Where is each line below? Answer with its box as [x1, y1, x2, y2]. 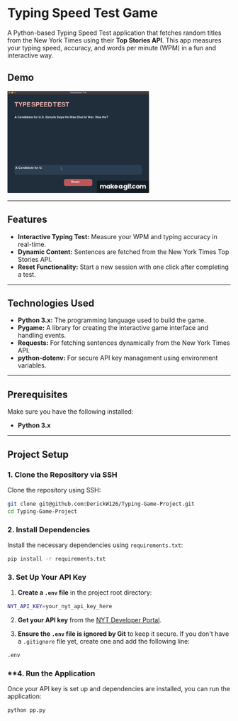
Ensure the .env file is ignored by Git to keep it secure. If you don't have [17, 629, 229, 638]
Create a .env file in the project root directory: [17, 588, 152, 597]
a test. [17, 270, 37, 278]
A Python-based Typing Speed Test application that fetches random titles [7, 28, 222, 37]
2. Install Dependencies [7, 524, 91, 534]
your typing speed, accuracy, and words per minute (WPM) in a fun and [7, 43, 217, 52]
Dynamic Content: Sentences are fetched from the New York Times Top [17, 247, 229, 256]
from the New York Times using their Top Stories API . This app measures [7, 35, 222, 44]
